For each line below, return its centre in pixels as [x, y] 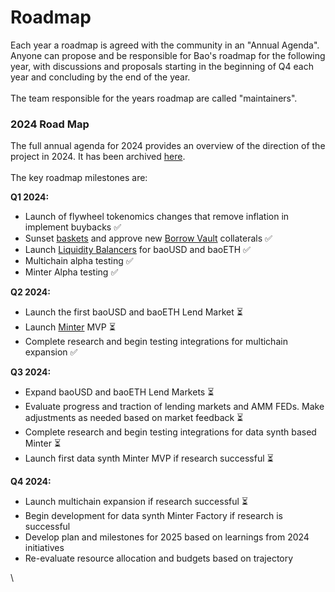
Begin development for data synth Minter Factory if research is [154, 516]
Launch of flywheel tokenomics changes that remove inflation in [157, 217]
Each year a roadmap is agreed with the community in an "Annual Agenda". [165, 45]
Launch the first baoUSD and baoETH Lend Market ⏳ [133, 312]
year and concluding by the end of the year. [100, 77]
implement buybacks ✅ [73, 227]
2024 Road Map [50, 124]
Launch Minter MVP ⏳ [70, 327]
